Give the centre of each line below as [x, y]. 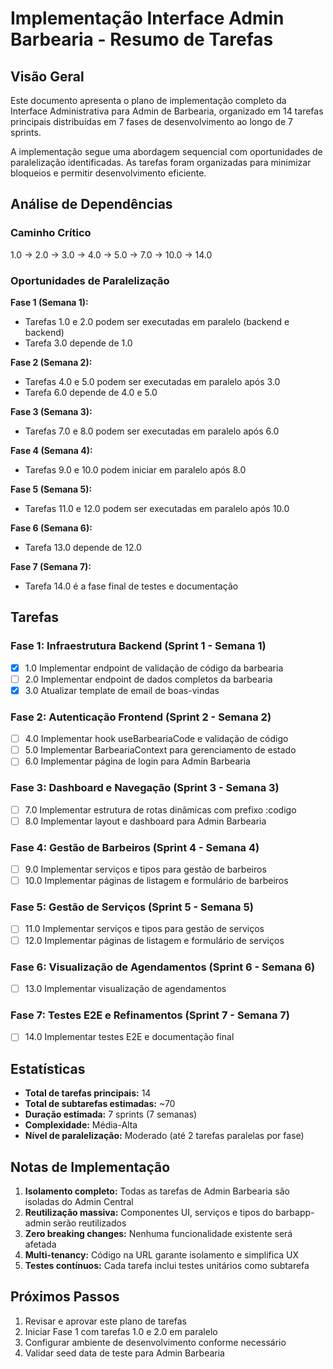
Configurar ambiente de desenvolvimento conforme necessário [155, 1342]
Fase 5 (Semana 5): [51, 489]
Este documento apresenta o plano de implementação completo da [148, 100]
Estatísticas [48, 1068]
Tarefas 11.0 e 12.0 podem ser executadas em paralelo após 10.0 [157, 508]
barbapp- [295, 1212]
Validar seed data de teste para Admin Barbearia [124, 1353]
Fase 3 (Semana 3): [51, 411]
